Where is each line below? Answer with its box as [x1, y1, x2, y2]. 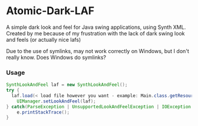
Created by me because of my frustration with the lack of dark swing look [6, 29, 185, 37]
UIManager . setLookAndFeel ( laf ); [16, 98, 96, 104]
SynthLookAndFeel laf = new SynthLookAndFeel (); [6, 82, 128, 88]
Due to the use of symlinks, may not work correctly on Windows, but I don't [6, 47, 190, 54]
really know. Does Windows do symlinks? [6, 54, 106, 61]
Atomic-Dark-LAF [6, 4, 95, 18]
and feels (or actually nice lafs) [6, 36, 81, 43]
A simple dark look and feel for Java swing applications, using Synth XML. [6, 24, 186, 31]
